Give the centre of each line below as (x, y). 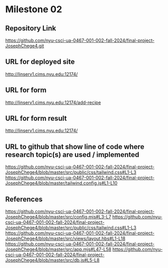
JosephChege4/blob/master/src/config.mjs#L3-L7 (58, 217)
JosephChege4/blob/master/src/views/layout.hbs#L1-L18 (65, 238)
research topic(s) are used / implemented (72, 155)
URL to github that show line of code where (75, 146)
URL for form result (36, 118)
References (24, 199)
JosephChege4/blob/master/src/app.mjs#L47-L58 (58, 249)
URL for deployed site (40, 62)
